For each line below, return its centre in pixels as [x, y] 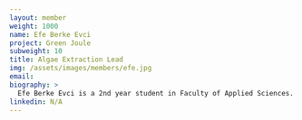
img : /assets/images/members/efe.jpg [81, 69]
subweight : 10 [36, 51]
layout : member [38, 18]
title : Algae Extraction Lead [67, 60]
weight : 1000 [34, 26]
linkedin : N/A [36, 102]
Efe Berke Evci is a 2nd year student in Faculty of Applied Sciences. [156, 93]
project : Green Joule [50, 43]
